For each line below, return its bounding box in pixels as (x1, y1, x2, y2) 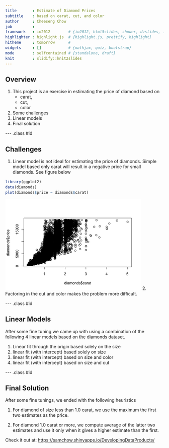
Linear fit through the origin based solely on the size (12, 343, 121, 349)
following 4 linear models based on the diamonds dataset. (5, 334, 126, 340)
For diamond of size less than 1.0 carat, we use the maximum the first (12, 407, 157, 413)
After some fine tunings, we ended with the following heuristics (5, 397, 136, 403)
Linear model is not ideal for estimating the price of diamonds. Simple (12, 159, 157, 165)
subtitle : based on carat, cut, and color (5, 13, 105, 19)
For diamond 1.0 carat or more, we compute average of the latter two (12, 422, 155, 428)
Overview (5, 75, 37, 84)
